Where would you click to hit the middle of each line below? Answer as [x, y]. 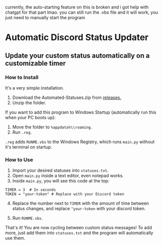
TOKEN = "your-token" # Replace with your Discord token [65, 194]
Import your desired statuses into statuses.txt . [60, 170]
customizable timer [35, 63]
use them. [15, 238]
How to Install [22, 77]
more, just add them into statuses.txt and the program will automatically [79, 233]
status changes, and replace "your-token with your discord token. [79, 209]
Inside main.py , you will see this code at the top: [61, 181]
